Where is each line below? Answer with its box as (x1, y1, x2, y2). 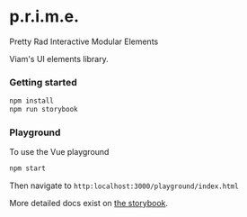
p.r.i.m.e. (9, 6, 79, 27)
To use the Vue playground (9, 147, 110, 158)
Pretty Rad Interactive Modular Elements (9, 36, 159, 47)
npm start (9, 164, 47, 173)
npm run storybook (9, 105, 78, 114)
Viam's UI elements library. (9, 53, 110, 64)
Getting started (9, 76, 78, 88)
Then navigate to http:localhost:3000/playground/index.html (9, 180, 240, 191)
